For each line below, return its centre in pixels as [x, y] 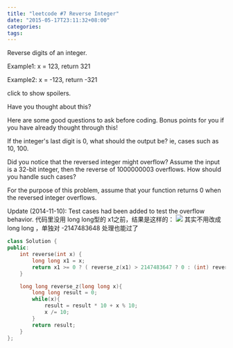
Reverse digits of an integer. [47, 53]
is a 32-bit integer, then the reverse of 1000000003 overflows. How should [114, 169]
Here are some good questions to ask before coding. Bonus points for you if [115, 120]
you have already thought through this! [62, 128]
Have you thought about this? [49, 107]
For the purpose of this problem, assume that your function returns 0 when [114, 190]
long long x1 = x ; [59, 261]
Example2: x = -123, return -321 [52, 80]
